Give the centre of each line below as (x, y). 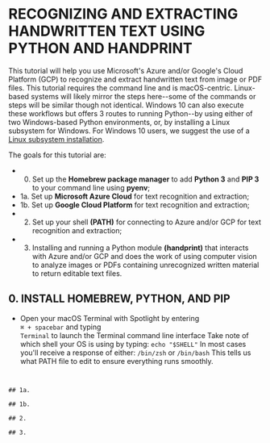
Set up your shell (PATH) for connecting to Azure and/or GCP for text (147, 222)
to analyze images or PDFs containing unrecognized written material (145, 265)
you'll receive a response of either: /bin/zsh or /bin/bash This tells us (135, 353)
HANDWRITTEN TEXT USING (107, 31)
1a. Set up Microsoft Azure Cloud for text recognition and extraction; (135, 196)
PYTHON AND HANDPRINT (100, 48)
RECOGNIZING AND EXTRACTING (123, 14)
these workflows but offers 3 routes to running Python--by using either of (131, 113)
